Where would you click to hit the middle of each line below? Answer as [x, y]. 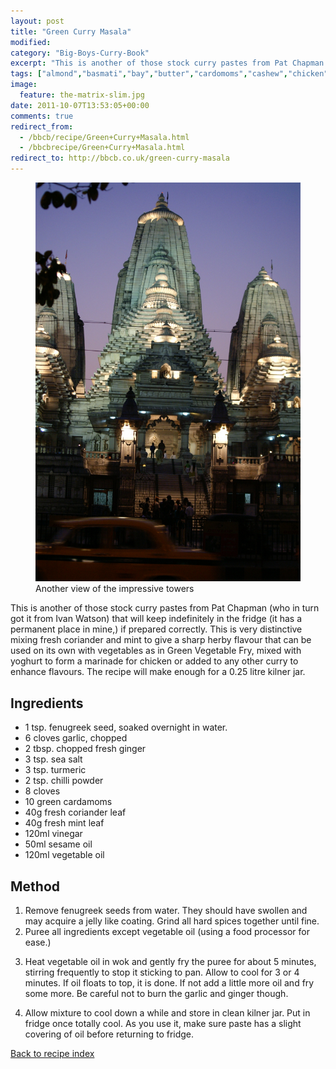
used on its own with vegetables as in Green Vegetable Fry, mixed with [156, 651]
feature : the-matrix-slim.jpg [82, 95]
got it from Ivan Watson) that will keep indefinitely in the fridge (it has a [156, 619]
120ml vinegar [53, 834]
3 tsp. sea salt [53, 759]
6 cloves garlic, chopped [76, 738]
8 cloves [42, 791]
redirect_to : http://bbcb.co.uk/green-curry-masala [120, 158]
